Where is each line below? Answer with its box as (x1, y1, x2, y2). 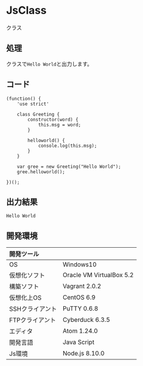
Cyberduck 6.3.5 (62, 316, 110, 324)
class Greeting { (17, 111, 60, 117)
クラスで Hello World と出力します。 (6, 60, 93, 67)
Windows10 (62, 260, 97, 269)
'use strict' (17, 101, 49, 107)
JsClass (6, 4, 46, 17)
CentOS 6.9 (62, 293, 96, 302)
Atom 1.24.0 (62, 327, 98, 335)
